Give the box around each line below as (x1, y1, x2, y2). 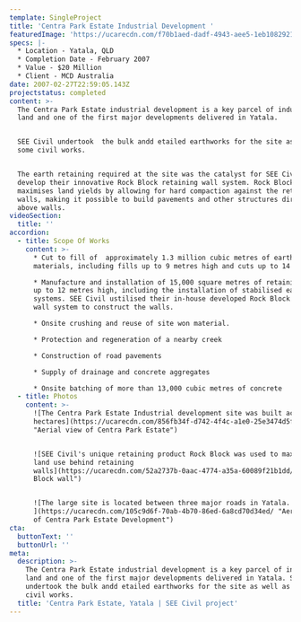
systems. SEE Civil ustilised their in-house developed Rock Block (32, 294, 291, 303)
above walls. (17, 203, 66, 212)
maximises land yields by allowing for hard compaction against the (17, 186, 279, 196)
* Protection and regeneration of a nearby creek (32, 335, 222, 344)
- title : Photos (17, 392, 78, 401)
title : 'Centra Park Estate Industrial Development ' (9, 22, 215, 31)
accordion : (9, 228, 50, 238)
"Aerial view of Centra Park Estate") (32, 425, 178, 434)
